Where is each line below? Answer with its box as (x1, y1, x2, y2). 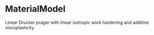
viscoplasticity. (5, 24, 35, 30)
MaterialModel (5, 3, 66, 15)
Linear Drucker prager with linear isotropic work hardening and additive (5, 19, 149, 25)
